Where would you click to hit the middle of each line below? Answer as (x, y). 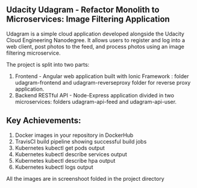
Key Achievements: (44, 120)
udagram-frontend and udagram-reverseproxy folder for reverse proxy (103, 82)
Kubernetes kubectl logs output (54, 167)
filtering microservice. (33, 53)
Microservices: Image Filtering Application (88, 20)
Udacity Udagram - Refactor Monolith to (83, 10)
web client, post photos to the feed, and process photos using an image (95, 46)
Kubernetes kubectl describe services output (71, 154)
